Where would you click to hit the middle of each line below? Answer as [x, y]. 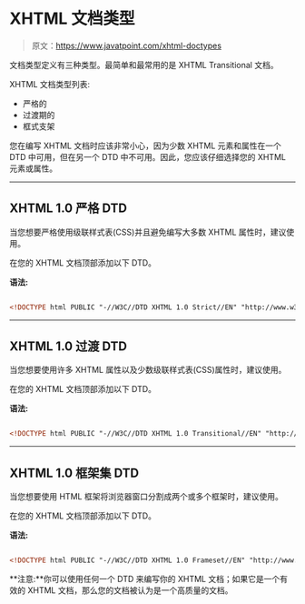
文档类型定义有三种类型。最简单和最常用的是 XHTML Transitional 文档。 [144, 65]
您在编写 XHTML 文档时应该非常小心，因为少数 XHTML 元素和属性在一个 [145, 146]
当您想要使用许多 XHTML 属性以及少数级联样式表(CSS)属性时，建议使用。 [148, 370]
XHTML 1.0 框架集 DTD [74, 473]
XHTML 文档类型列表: [50, 84]
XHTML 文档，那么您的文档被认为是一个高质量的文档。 [130, 590]
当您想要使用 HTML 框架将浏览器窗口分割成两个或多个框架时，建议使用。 [146, 497]
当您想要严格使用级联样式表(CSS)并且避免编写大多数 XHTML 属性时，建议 [148, 232]
